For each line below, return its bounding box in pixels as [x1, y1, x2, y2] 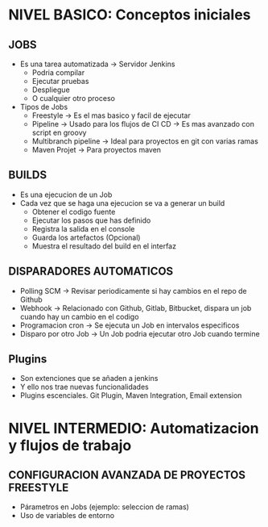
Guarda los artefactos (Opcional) [31, 232, 141, 242]
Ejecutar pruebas [31, 77, 89, 86]
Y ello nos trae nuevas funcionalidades [19, 382, 149, 392]
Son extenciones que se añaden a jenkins [19, 374, 159, 383]
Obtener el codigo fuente [31, 207, 116, 216]
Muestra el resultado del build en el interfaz [31, 240, 177, 251]
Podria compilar [31, 68, 85, 77]
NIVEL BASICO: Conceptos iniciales [8, 6, 251, 24]
